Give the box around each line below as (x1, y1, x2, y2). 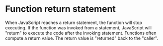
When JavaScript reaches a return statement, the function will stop (5, 20, 143, 25)
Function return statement (5, 3, 116, 15)
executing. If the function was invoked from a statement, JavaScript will (5, 24, 152, 30)
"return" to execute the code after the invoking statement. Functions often (5, 30, 157, 36)
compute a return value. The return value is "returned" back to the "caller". (5, 35, 158, 41)
